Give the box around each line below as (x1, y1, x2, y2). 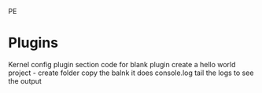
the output (8, 76, 42, 85)
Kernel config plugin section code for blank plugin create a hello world (8, 59, 236, 69)
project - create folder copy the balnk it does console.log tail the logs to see (8, 68, 254, 77)
